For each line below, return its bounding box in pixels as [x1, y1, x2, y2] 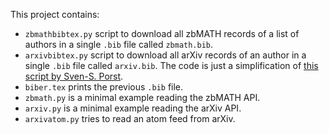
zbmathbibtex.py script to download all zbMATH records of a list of [24, 28, 300, 39]
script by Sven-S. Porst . [24, 70, 124, 82]
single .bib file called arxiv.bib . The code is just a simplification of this [24, 60, 319, 71]
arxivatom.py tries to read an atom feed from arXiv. [24, 113, 236, 124]
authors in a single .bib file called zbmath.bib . [24, 39, 214, 50]
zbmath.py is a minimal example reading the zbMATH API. [24, 92, 261, 103]
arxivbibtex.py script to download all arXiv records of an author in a [24, 49, 307, 61]
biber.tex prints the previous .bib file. [24, 81, 184, 93]
